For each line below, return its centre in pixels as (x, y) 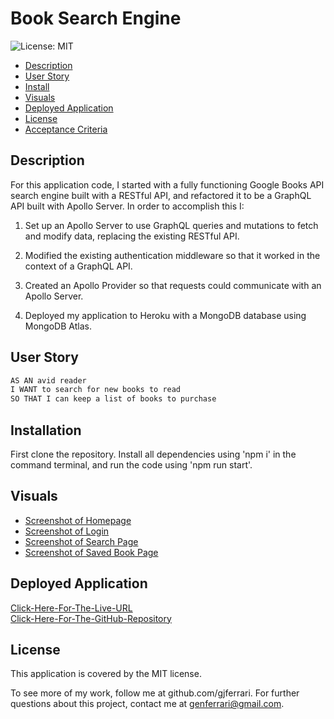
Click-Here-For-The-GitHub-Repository (91, 618)
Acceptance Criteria (66, 129)
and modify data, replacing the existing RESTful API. (132, 236)
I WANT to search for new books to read (96, 390)
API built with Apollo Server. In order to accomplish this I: (127, 206)
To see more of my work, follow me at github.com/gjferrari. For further (155, 693)
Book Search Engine (96, 18)
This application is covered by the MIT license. (106, 674)
